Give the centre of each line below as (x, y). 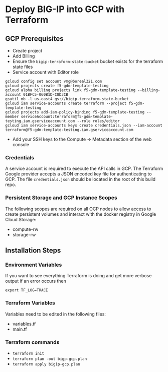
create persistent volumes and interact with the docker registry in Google (81, 214)
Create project (27, 51)
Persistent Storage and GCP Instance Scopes (61, 198)
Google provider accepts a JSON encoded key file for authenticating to (78, 174)
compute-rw (25, 229)
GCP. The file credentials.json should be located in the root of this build (80, 179)
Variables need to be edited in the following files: (56, 314)
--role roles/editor (99, 121)
